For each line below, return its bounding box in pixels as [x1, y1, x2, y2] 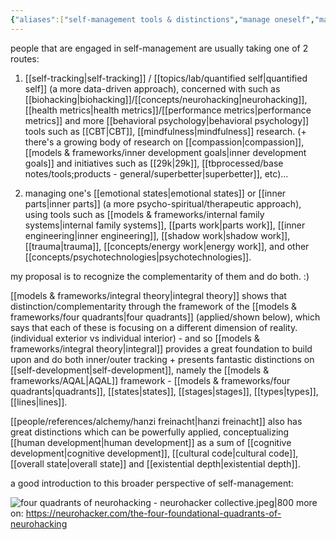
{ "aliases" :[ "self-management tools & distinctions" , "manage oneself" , [10, 14, 315, 25]
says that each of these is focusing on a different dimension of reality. [10, 321, 298, 333]
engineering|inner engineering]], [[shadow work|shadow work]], [24, 229, 291, 241]
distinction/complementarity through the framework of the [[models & [10, 300, 298, 312]
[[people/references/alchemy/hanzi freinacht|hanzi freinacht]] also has [10, 415, 303, 427]
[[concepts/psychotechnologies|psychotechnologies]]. [24, 251, 252, 263]
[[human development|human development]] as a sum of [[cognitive [10, 436, 292, 448]
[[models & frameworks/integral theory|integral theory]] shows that [10, 289, 287, 301]
